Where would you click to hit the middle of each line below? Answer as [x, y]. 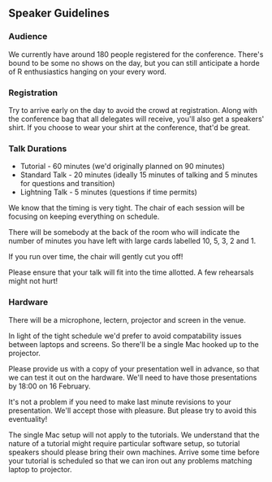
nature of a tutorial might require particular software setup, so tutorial [124, 443]
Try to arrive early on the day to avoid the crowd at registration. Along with [133, 110]
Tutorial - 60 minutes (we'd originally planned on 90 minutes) [122, 167]
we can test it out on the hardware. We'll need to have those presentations [133, 377]
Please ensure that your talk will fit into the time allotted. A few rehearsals [131, 272]
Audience [28, 37]
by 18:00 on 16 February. [50, 386]
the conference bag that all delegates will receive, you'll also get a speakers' [136, 119]
